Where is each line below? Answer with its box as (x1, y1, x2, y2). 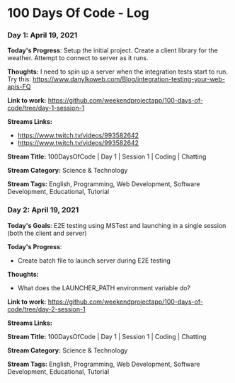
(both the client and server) (7, 229, 87, 237)
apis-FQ (7, 83, 31, 91)
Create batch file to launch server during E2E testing (17, 256, 171, 265)
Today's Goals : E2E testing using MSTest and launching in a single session (7, 221, 227, 229)
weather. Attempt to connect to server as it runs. (7, 54, 149, 62)
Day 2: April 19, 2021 (7, 205, 79, 215)
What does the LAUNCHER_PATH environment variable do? (17, 283, 191, 292)
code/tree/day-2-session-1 (7, 304, 86, 313)
